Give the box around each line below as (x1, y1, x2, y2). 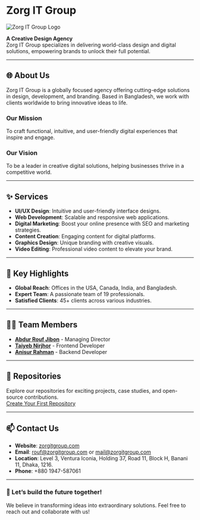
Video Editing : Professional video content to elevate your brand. (14, 245, 173, 253)
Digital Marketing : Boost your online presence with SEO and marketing (14, 220, 189, 227)
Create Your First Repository (6, 399, 76, 407)
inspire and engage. (6, 134, 55, 141)
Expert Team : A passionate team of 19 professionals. (14, 290, 145, 297)
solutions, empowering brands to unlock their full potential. (6, 47, 151, 54)
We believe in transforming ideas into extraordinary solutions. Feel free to (6, 501, 186, 509)
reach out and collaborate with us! (6, 508, 90, 515)
